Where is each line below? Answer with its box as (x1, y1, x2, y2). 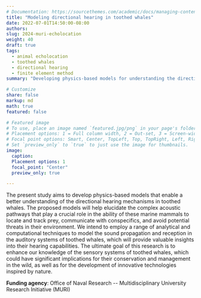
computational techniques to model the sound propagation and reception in (6, 230, 193, 237)
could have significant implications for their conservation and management (6, 255, 191, 263)
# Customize (6, 86, 36, 93)
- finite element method (11, 70, 74, 76)
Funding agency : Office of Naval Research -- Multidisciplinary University (6, 279, 187, 287)
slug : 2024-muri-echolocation (6, 31, 82, 37)
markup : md (6, 98, 33, 104)
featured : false (6, 109, 47, 115)
